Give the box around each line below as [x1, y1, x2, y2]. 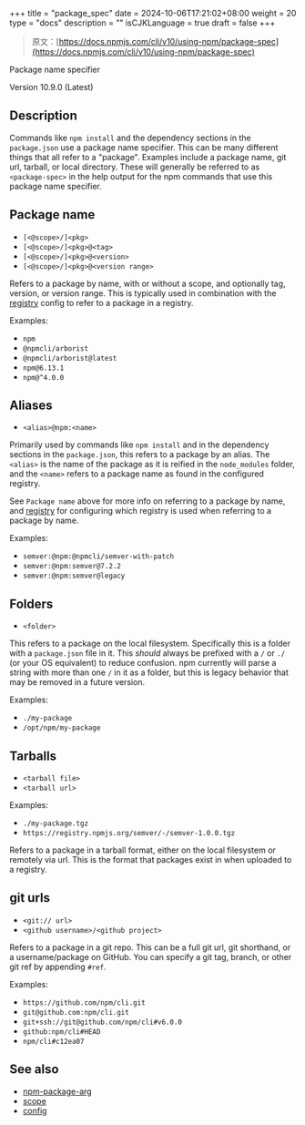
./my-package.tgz [22, 819, 89, 828]
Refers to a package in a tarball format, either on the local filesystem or [9, 844, 276, 855]
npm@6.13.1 [22, 363, 65, 373]
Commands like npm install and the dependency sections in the [9, 132, 252, 143]
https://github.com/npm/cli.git [22, 997, 146, 1007]
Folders [9, 596, 54, 611]
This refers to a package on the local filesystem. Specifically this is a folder [9, 638, 291, 649]
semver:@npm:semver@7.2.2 [22, 562, 121, 571]
